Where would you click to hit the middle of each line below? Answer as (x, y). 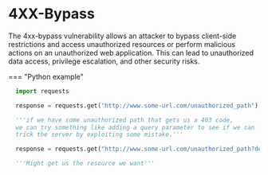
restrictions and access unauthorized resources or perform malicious (122, 44)
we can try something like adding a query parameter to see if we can (135, 127)
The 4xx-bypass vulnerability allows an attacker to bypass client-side (122, 36)
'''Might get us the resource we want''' (85, 164)
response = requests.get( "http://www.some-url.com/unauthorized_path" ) (137, 105)
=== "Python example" (46, 76)
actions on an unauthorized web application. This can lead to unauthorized (131, 52)
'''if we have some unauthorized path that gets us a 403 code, (124, 120)
